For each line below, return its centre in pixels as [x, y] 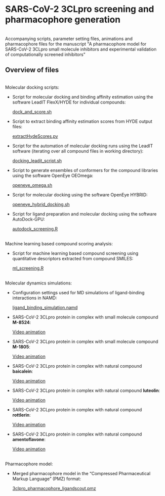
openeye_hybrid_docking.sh [41, 204]
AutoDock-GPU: [29, 219]
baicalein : [22, 371]
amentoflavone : [29, 439]
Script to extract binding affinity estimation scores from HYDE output [82, 121]
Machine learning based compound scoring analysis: [59, 243]
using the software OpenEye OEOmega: [53, 175]
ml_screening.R [28, 268]
